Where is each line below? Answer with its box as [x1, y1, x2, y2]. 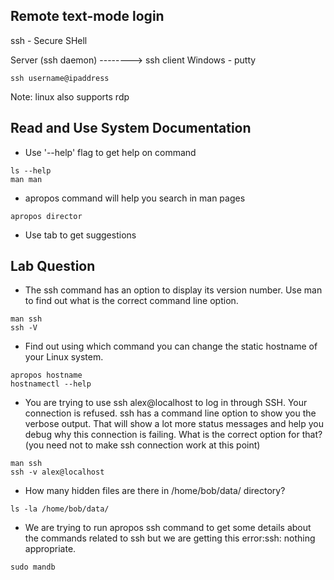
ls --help [10, 165, 52, 176]
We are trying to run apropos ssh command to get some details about [24, 522, 312, 534]
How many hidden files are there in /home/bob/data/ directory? [24, 485, 286, 497]
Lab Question [10, 258, 96, 275]
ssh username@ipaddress [10, 73, 110, 83]
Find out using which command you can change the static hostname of [24, 340, 318, 353]
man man [10, 174, 43, 184]
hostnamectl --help [10, 379, 92, 389]
